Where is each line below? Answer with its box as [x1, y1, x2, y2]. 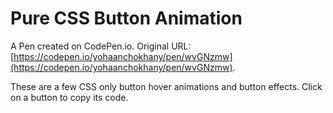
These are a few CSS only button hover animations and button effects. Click [10, 80, 323, 92]
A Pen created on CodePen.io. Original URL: [10, 40, 192, 52]
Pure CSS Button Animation [10, 7, 243, 30]
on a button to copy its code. [10, 91, 129, 103]
